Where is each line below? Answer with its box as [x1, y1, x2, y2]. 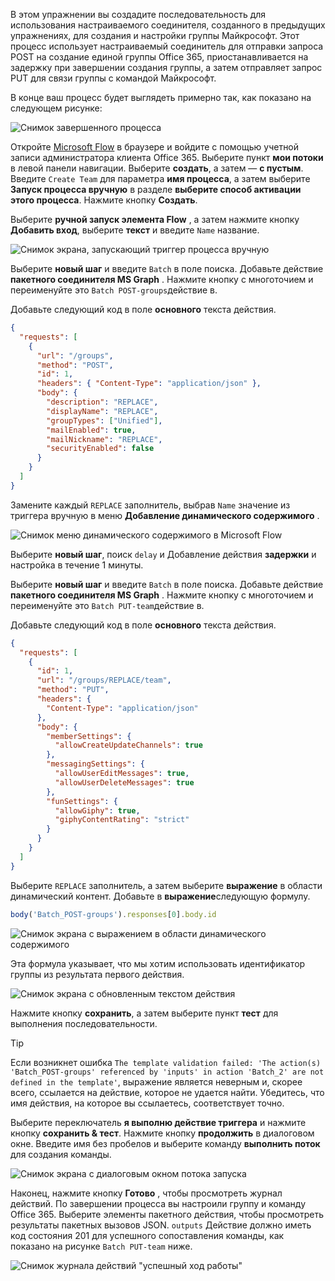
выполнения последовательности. [10, 1017, 158, 1029]
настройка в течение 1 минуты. [10, 559, 144, 571]
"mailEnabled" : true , [46, 425, 137, 435]
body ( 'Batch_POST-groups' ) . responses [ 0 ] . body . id [10, 909, 217, 919]
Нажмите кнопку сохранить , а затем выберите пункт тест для [10, 1007, 279, 1019]
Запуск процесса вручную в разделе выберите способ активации [10, 184, 302, 195]
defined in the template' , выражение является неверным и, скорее [10, 1075, 303, 1088]
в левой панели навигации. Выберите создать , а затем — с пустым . [10, 162, 304, 174]
